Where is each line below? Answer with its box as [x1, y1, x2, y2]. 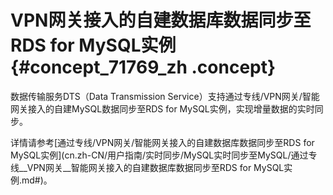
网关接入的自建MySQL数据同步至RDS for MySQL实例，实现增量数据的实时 [10, 102, 315, 115]
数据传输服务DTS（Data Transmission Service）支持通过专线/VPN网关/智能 [10, 90, 320, 102]
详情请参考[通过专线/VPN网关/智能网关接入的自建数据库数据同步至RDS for [10, 136, 315, 148]
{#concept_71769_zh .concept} [10, 56, 277, 79]
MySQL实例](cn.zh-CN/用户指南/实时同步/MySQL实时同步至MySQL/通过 [10, 149, 309, 161]
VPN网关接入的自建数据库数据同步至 [10, 9, 312, 32]
